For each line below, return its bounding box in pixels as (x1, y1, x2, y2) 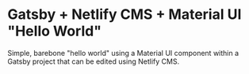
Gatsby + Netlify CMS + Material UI (7, 6, 242, 24)
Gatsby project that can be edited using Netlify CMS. (7, 57, 180, 66)
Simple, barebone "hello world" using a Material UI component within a (7, 48, 239, 57)
